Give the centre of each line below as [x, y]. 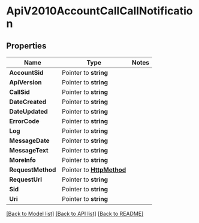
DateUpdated [28, 111]
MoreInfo [22, 160]
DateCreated [28, 102]
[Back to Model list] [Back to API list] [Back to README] [75, 214]
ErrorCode [25, 121]
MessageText [29, 150]
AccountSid [26, 73]
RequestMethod [33, 170]
